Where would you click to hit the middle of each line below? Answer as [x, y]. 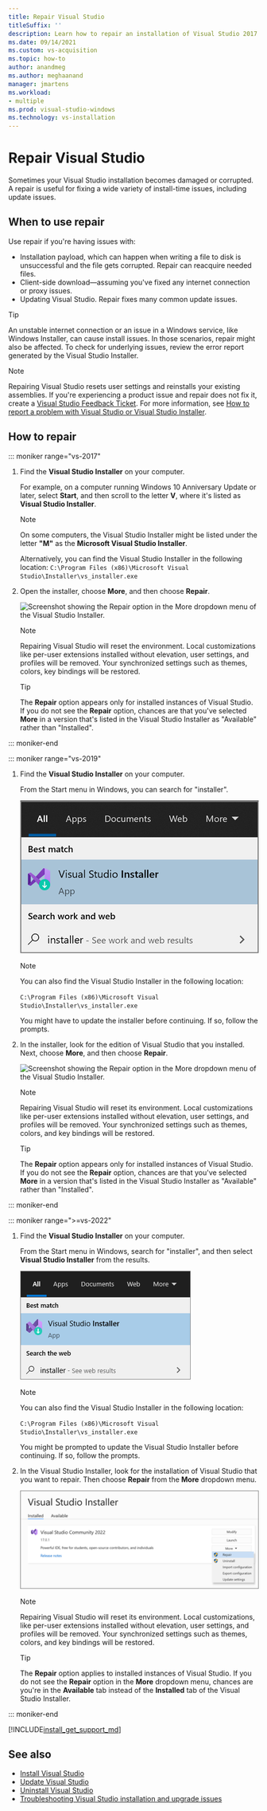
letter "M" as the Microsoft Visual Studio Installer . [104, 543]
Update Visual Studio [54, 1782]
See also [30, 1755]
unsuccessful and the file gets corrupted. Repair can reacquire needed [135, 265]
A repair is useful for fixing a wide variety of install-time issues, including [128, 189]
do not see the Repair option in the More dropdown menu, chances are [136, 1681]
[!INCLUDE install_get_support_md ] [65, 1729]
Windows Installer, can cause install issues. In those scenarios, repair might [132, 338]
